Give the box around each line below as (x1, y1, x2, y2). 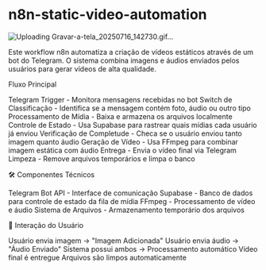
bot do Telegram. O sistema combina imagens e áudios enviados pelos (8, 56, 240, 65)
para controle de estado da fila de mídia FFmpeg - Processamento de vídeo (8, 196, 256, 206)
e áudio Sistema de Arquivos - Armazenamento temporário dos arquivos (8, 205, 245, 214)
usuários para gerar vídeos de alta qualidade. (8, 64, 157, 73)
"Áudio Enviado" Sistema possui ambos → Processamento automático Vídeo (8, 244, 258, 253)
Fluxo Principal (8, 79, 57, 89)
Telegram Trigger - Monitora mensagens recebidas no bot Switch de (8, 94, 233, 104)
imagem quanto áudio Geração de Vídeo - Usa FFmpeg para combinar (8, 137, 238, 146)
